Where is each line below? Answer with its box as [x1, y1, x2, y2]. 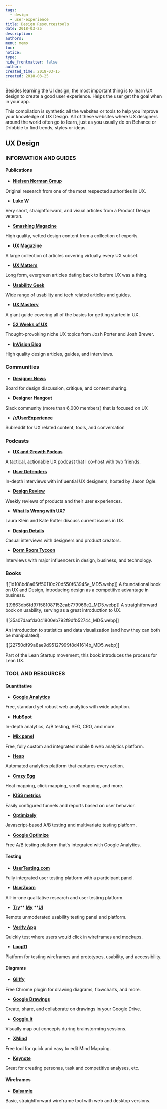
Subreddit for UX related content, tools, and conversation [5, 424, 125, 430]
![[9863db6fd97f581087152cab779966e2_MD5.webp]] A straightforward [5, 602, 157, 608]
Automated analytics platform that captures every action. [5, 763, 124, 769]
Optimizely [12, 812, 37, 818]
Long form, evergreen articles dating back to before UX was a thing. [5, 272, 148, 279]
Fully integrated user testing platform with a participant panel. [5, 875, 135, 881]
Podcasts [5, 437, 29, 444]
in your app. [5, 98, 30, 104]
